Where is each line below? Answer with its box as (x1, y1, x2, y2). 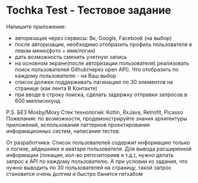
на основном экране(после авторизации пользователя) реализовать (14, 60, 190, 67)
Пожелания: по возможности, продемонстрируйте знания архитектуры (6, 115, 187, 122)
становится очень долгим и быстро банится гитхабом (6, 170, 143, 177)
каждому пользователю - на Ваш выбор (14, 72, 116, 79)
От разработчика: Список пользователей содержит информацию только (6, 139, 190, 146)
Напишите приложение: (6, 23, 67, 30)
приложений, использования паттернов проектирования (6, 121, 150, 128)
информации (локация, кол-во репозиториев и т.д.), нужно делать (6, 151, 174, 158)
